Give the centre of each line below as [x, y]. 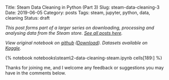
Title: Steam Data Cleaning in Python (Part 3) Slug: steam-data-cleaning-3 [82, 7]
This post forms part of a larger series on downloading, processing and [80, 28]
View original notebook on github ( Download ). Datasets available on [76, 43]
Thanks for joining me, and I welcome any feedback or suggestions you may [84, 68]
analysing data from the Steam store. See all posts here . [64, 33]
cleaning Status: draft [27, 18]
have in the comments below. [36, 73]
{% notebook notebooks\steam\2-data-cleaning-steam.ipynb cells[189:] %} [84, 58]
